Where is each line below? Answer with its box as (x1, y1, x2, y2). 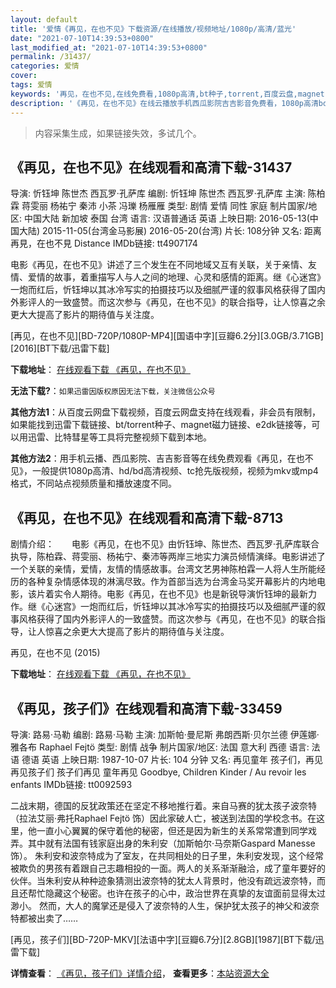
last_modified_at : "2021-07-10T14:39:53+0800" (10, 42, 208, 53)
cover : (10, 71, 38, 81)
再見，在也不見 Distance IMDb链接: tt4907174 (10, 237, 198, 250)
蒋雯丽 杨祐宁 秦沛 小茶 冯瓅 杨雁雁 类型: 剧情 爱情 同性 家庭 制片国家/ (21, 200, 309, 212)
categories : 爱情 (10, 61, 80, 71)
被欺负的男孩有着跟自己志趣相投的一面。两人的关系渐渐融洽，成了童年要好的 (10, 862, 326, 874)
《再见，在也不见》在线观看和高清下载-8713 (10, 509, 284, 526)
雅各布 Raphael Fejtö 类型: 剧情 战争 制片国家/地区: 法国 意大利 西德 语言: (10, 741, 310, 753)
